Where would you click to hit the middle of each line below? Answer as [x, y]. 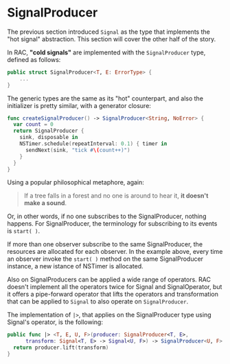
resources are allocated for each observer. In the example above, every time [115, 252]
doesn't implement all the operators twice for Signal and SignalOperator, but [115, 287]
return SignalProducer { [49, 131]
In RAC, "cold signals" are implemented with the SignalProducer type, [106, 52]
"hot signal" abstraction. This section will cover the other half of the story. [112, 39]
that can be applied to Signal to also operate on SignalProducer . [98, 301]
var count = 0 [33, 125]
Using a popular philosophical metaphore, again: [76, 182]
